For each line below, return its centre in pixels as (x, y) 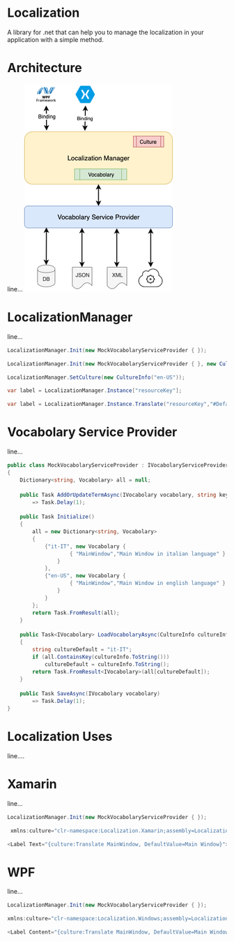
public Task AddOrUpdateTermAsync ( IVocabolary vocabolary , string (118, 495)
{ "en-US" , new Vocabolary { (85, 576)
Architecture (45, 68)
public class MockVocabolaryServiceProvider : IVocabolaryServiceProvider (118, 465)
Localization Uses (60, 737)
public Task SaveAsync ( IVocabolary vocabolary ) (90, 694)
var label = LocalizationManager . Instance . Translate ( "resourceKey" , (109, 404)
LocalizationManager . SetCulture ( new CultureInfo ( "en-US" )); (96, 377)
